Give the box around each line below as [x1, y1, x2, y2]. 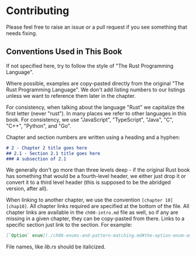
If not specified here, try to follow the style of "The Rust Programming [6, 62, 174, 69]
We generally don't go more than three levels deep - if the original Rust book [6, 166, 190, 173]
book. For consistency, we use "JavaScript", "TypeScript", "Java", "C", [6, 116, 174, 123]
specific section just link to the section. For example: [6, 221, 132, 228]
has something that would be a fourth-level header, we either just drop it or [6, 173, 187, 180]
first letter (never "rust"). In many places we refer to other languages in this [6, 110, 187, 117]
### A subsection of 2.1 [6, 156, 66, 162]
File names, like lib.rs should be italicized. [6, 243, 106, 250]
